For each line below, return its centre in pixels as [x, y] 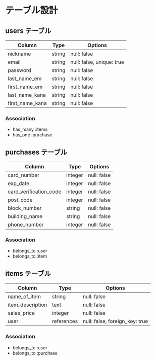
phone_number [26, 225]
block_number [25, 208]
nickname [19, 54]
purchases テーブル [36, 152]
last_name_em [25, 78]
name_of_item [24, 297]
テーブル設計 [32, 10]
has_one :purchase [32, 135]
